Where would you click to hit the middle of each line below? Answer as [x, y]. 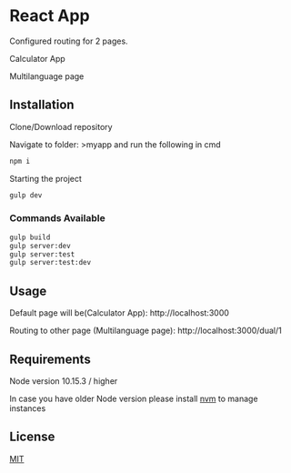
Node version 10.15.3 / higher [64, 381]
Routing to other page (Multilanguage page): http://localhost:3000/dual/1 [145, 331]
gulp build [30, 237]
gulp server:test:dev [50, 263]
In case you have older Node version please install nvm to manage [134, 398]
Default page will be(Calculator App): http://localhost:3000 [120, 313]
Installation [42, 105]
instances [28, 408]
